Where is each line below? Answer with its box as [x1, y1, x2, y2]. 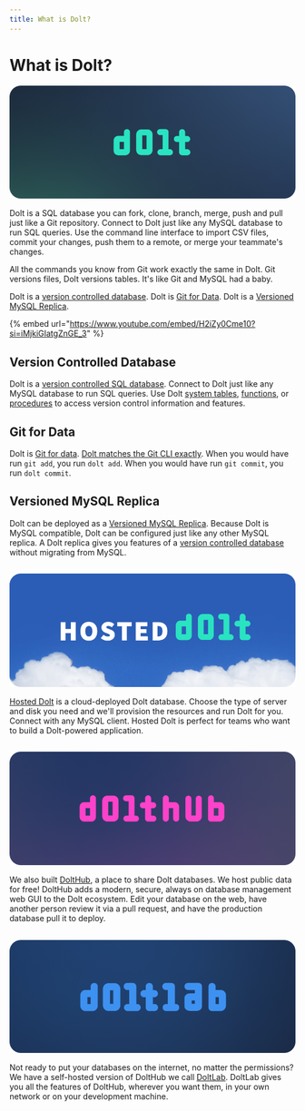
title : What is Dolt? [9, 15, 92, 24]
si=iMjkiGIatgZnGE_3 [9, 328, 87, 339]
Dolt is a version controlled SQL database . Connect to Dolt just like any [9, 379, 274, 389]
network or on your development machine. [9, 1091, 169, 1102]
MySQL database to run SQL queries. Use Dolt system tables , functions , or [9, 388, 289, 399]
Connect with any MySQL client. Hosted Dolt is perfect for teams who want [9, 715, 290, 726]
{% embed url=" [9, 319, 71, 329]
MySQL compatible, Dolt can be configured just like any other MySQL [9, 527, 270, 538]
